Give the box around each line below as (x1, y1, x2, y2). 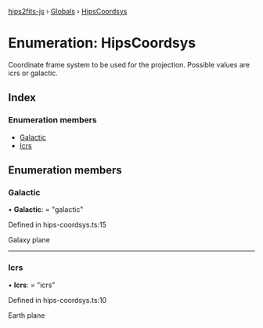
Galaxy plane (8, 235, 51, 245)
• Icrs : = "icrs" (8, 280, 56, 290)
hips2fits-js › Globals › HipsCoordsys (8, 7, 128, 16)
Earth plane (8, 310, 45, 320)
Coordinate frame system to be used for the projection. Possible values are (8, 60, 250, 69)
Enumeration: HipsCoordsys (8, 35, 196, 52)
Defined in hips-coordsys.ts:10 (8, 295, 107, 304)
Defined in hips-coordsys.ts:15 (8, 220, 107, 230)
